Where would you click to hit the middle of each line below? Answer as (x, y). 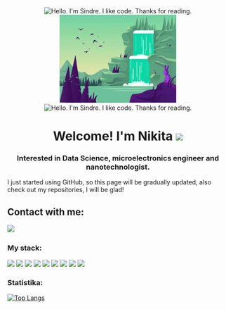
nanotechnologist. (118, 167)
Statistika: (25, 282)
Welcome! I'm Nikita (113, 136)
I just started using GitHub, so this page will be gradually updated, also (109, 182)
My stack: (25, 248)
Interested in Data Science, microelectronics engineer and (118, 158)
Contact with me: (46, 212)
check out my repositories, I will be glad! (66, 190)
